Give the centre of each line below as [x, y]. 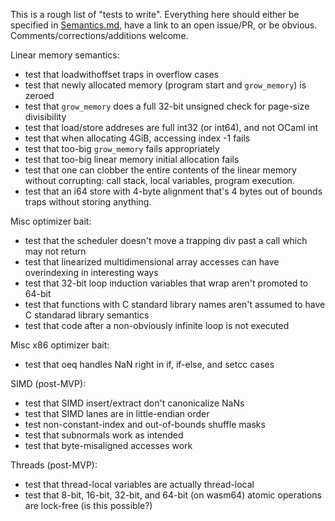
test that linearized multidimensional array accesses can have [152, 262]
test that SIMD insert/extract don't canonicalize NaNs [134, 403]
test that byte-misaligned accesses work [108, 445]
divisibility [45, 117]
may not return [55, 251]
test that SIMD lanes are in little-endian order [117, 413]
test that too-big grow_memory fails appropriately [122, 148]
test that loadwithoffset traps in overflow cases [122, 74]
